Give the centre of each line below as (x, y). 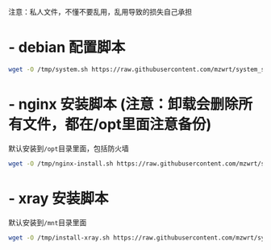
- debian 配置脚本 (67, 48)
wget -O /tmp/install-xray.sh (59, 237)
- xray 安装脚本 (58, 198)
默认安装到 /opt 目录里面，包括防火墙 (69, 148)
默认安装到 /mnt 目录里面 (48, 222)
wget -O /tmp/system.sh (48, 69)
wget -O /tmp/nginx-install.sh (61, 164)
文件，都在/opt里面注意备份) (117, 124)
